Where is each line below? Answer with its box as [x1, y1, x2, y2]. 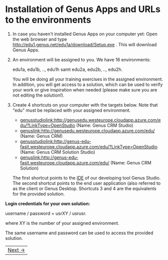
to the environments [5, 14, 91, 26]
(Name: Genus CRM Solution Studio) [20, 149, 95, 155]
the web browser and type [12, 36, 67, 42]
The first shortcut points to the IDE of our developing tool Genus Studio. [12, 175, 161, 181]
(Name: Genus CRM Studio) [76, 122, 133, 128]
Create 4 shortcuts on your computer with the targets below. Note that [12, 102, 158, 108]
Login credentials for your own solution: [5, 200, 90, 207]
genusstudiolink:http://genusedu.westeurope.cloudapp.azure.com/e [20, 117, 161, 123]
